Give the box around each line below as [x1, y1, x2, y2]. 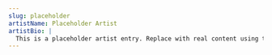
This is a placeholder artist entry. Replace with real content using [15, 34, 259, 43]
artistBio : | [8, 27, 53, 35]
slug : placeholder [8, 11, 70, 20]
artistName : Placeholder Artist [8, 19, 117, 27]
